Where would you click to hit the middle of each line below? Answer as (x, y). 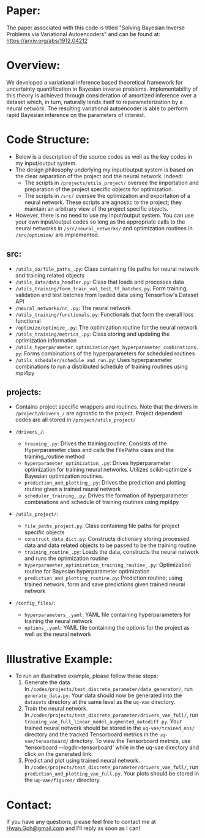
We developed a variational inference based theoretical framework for (95, 82)
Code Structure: (48, 140)
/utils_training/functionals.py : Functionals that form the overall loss (104, 314)
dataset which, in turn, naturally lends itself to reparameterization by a (95, 102)
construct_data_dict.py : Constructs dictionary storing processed (107, 539)
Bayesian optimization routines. (64, 476)
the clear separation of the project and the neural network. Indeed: (99, 176)
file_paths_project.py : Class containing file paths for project (102, 526)
